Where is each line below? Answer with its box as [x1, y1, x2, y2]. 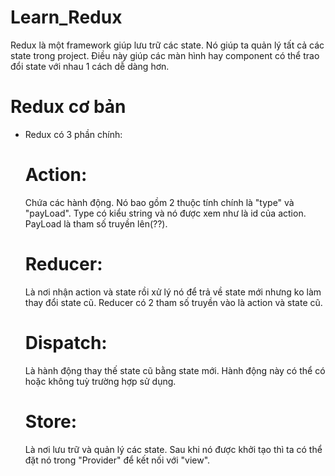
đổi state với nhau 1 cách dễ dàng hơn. [10, 60, 170, 72]
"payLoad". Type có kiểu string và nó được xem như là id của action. [24, 207, 307, 219]
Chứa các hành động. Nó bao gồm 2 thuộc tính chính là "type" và [24, 196, 295, 208]
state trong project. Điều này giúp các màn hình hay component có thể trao [10, 49, 320, 61]
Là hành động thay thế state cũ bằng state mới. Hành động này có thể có [24, 364, 326, 376]
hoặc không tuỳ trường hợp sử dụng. [24, 375, 177, 387]
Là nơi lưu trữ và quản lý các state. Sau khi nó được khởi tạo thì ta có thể [24, 443, 323, 455]
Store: [24, 410, 78, 433]
